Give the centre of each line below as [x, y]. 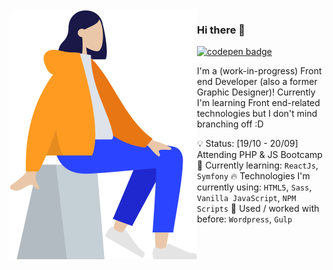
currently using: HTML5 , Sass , [254, 187]
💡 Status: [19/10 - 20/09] [248, 144]
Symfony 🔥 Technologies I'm [254, 176]
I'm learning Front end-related [259, 103]
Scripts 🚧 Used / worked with [258, 209]
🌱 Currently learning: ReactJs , [258, 165]
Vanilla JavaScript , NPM [247, 198]
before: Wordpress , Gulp [245, 219]
